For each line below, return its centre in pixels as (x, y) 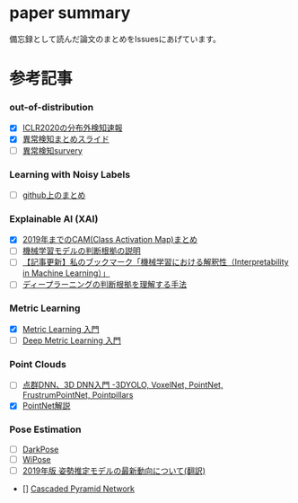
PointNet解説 (46, 406)
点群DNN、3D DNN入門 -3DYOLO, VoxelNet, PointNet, (123, 385)
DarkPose (40, 449)
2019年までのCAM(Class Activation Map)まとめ (110, 240)
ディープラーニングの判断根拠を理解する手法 (104, 285)
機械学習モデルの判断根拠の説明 (81, 251)
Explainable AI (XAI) (54, 218)
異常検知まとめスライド (66, 139)
